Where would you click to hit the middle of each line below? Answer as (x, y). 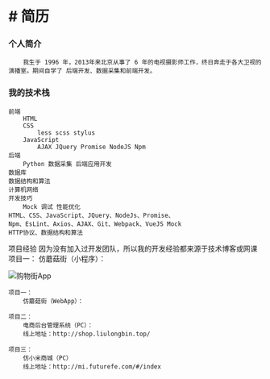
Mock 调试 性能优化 (52, 206)
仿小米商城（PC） (48, 358)
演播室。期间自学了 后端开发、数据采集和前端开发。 (82, 71)
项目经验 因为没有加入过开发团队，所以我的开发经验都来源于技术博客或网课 (133, 248)
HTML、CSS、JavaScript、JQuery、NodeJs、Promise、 (91, 215)
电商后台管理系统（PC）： (58, 325)
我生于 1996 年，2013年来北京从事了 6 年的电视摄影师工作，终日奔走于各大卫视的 (142, 62)
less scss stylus (66, 133)
